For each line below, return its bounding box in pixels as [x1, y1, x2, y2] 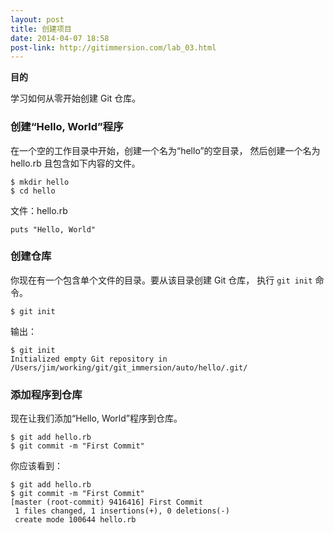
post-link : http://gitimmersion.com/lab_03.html [10, 42, 217, 53]
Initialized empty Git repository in [10, 354, 168, 364]
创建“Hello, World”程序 [10, 120, 124, 134]
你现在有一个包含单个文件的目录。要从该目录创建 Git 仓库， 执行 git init [10, 274, 313, 286]
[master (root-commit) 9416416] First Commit [10, 497, 203, 508]
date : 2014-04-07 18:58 [10, 33, 110, 43]
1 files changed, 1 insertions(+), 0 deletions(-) [14, 506, 230, 516]
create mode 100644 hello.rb [14, 515, 137, 525]
